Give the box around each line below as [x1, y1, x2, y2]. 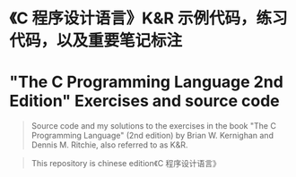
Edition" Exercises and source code [9, 91, 280, 112]
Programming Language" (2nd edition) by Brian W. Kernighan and [30, 131, 274, 141]
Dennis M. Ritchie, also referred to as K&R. [30, 139, 188, 150]
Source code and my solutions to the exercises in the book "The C [30, 121, 276, 131]
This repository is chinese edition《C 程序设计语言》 [30, 158, 222, 169]
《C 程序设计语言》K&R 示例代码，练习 [9, 8, 289, 29]
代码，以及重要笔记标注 [9, 30, 183, 51]
